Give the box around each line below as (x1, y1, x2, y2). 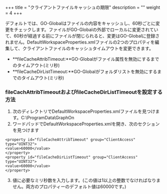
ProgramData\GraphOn (27, 115, 74, 121)
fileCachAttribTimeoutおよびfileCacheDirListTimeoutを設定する (5, 88, 163, 95)
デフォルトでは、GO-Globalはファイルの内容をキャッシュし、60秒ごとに (5, 21, 156, 26)
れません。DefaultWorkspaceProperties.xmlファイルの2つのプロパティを (5, 39, 155, 45)
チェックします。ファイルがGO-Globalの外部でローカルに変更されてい (14, 27, 158, 33)
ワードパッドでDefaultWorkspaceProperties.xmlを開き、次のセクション (12, 121, 160, 127)
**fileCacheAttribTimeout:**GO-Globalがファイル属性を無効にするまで (12, 56, 159, 62)
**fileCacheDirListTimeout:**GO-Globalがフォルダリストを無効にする (12, 69, 157, 74)
